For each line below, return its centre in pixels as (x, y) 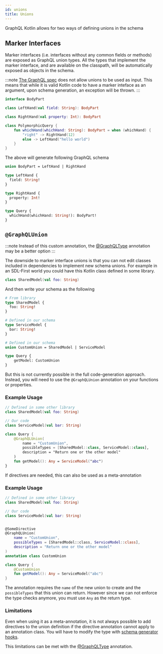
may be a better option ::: (30, 251)
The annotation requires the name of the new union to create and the (73, 588)
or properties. (19, 385)
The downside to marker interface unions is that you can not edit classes (78, 260)
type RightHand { (23, 193)
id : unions (16, 10)
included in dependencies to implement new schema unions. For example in (81, 266)
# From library (20, 298)
